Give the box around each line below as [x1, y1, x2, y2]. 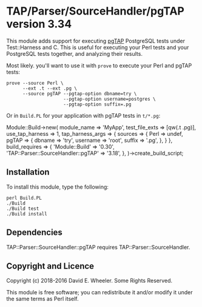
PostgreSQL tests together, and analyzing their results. [6, 50, 143, 57]
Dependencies [6, 228, 62, 238]
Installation [6, 167, 50, 177]
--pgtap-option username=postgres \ [63, 96, 156, 102]
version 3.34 [6, 17, 72, 31]
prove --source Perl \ [6, 80, 64, 86]
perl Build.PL [6, 195, 42, 201]
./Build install [6, 211, 47, 217]
